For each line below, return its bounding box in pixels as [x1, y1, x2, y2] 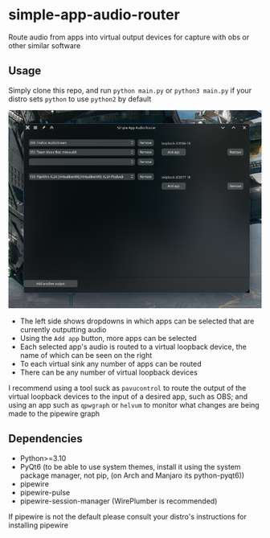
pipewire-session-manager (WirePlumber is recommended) [19, 496, 218, 506]
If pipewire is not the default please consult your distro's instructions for [8, 511, 247, 521]
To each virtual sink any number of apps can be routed [19, 359, 202, 369]
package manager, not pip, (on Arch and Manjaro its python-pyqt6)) [19, 470, 245, 480]
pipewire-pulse [19, 487, 71, 497]
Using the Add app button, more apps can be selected [19, 334, 197, 343]
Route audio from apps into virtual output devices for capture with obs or [8, 32, 250, 42]
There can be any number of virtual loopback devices [19, 368, 198, 377]
